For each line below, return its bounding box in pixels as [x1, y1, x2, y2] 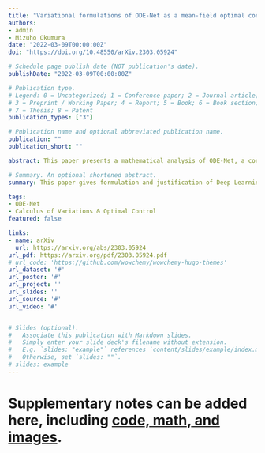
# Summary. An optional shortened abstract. [8, 171, 157, 179]
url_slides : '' [8, 288, 58, 296]
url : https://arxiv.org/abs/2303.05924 [15, 243, 147, 251]
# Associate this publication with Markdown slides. [8, 331, 192, 339]
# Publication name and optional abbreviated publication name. [8, 128, 224, 136]
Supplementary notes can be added [8, 394, 248, 412]
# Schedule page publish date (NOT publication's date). [8, 62, 200, 71]
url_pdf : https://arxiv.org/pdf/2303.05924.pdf [8, 251, 168, 259]
